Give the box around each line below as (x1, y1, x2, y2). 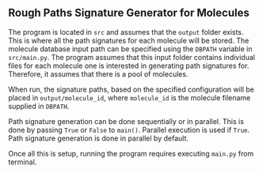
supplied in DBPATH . (8, 101, 70, 111)
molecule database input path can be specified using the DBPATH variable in (8, 43, 253, 54)
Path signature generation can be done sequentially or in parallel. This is (8, 116, 244, 126)
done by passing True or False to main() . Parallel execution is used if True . (8, 125, 250, 134)
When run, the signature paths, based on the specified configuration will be (8, 85, 255, 94)
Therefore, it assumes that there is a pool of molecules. (8, 69, 189, 78)
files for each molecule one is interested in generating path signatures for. (8, 61, 250, 70)
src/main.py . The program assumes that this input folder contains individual (8, 52, 256, 62)
